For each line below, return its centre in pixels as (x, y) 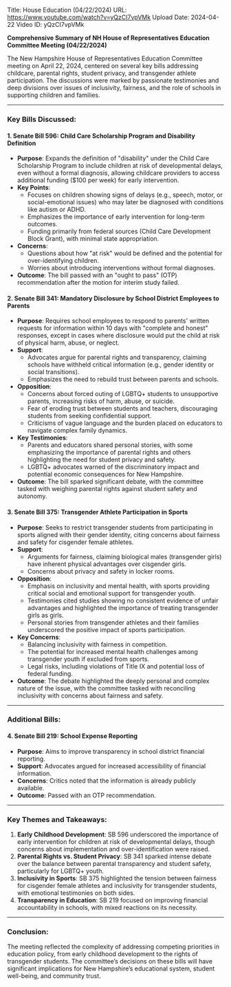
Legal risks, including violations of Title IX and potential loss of (116, 666)
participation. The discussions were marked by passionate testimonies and (113, 80)
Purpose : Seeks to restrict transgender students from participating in (115, 527)
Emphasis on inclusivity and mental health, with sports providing (118, 586)
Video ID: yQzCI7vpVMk (50, 24)
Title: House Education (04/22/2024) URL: (67, 10)
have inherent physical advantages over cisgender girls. (107, 564)
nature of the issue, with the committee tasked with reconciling (106, 688)
